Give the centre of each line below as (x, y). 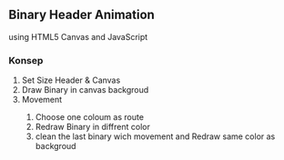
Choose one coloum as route (90, 117)
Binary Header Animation (82, 15)
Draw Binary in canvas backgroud (85, 90)
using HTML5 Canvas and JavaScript (78, 36)
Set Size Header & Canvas (71, 80)
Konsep (26, 60)
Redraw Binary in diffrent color (93, 127)
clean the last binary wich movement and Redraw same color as (155, 136)
